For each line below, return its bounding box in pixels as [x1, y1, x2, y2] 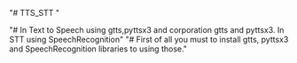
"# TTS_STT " [9, 8, 60, 18]
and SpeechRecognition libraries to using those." [9, 43, 188, 54]
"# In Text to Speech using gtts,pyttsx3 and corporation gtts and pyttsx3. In [9, 25, 285, 35]
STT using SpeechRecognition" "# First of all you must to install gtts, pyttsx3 [9, 35, 289, 44]
